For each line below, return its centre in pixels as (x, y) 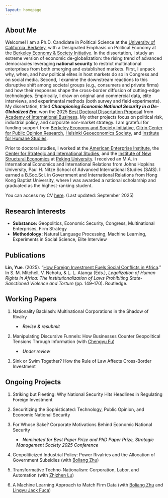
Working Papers (31, 299)
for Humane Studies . (26, 138)
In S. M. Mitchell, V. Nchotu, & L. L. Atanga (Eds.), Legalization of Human (80, 273)
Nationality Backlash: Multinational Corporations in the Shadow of (80, 311)
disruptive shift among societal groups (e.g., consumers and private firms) (82, 85)
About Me (21, 30)
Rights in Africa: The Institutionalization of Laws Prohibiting (67, 278)
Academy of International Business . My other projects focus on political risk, (84, 117)
